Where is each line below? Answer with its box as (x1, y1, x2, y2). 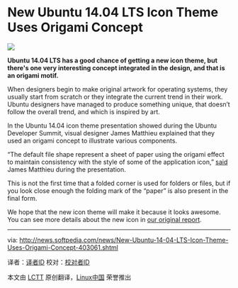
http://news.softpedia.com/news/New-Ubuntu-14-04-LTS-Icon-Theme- (19, 236, 229, 244)
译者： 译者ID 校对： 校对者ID (7, 257, 90, 266)
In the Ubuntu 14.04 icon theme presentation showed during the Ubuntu (7, 121, 217, 130)
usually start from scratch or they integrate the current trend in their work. (7, 92, 223, 101)
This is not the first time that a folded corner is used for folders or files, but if (7, 179, 231, 187)
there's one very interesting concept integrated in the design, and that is (7, 63, 225, 72)
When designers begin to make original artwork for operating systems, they (7, 84, 228, 93)
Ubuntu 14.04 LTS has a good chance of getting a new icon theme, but (7, 56, 218, 65)
